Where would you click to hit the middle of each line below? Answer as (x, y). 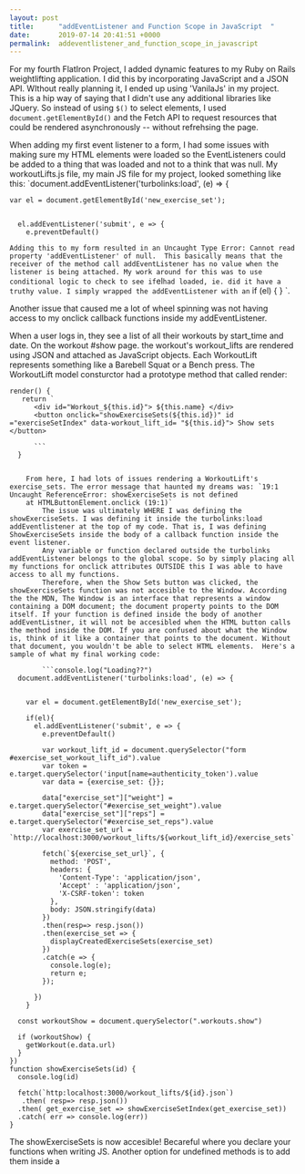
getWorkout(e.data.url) (71, 1045)
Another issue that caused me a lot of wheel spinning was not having (139, 309)
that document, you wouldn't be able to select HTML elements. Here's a (152, 647)
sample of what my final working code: (85, 654)
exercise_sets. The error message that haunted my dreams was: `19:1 (144, 487)
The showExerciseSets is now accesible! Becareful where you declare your (150, 1142)
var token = (65, 767)
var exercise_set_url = (87, 830)
